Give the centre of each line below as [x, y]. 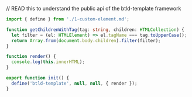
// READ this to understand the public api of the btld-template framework [94, 8]
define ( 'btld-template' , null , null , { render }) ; [74, 83]
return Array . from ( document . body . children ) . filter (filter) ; [86, 40]
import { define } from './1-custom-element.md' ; [68, 19]
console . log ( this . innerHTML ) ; [48, 62]
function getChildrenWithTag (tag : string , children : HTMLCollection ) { [95, 30]
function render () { [31, 57]
